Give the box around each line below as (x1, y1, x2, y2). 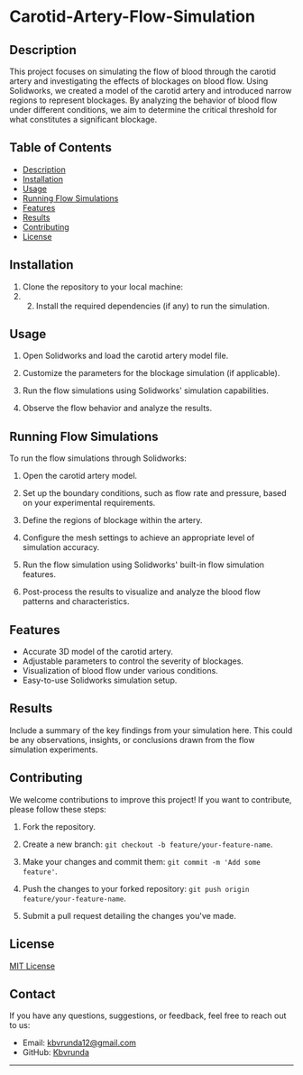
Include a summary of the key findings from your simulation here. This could (9, 724, 293, 736)
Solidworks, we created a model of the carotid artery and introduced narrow (9, 86, 292, 96)
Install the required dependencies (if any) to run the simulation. (35, 300, 271, 311)
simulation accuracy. (22, 542, 100, 553)
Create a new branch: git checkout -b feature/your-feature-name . (22, 839, 273, 850)
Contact (9, 986, 56, 1002)
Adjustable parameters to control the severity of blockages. (22, 656, 243, 666)
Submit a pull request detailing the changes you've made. (22, 910, 236, 921)
